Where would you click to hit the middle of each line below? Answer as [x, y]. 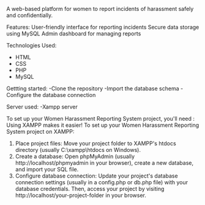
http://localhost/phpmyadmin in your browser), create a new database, [104, 163]
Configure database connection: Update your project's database [97, 176]
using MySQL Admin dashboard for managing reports [74, 34]
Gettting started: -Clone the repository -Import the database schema [93, 88]
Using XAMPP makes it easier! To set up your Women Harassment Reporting [103, 125]
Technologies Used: [32, 45]
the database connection [64, 95]
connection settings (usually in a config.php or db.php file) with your [102, 182]
